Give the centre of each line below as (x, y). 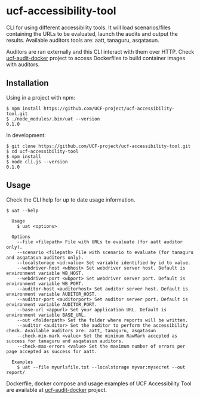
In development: (26, 135)
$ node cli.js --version (37, 162)
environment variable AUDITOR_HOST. (52, 294)
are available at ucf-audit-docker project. (57, 389)
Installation (27, 83)
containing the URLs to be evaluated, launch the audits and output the (92, 33)
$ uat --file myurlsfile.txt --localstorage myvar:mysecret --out (101, 367)
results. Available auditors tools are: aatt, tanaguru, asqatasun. (83, 40)
